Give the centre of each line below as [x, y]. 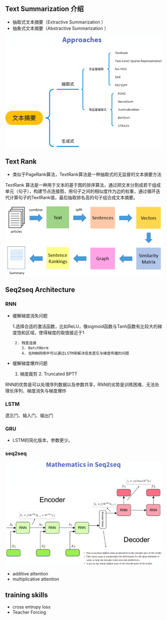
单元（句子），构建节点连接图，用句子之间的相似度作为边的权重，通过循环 [81, 191]
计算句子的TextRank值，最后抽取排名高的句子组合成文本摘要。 [74, 197]
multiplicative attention [36, 579]
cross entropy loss [31, 607]
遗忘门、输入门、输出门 [29, 416]
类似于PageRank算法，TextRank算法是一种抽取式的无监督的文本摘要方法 [87, 174]
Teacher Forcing [29, 612]
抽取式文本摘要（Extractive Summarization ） [59, 22]
